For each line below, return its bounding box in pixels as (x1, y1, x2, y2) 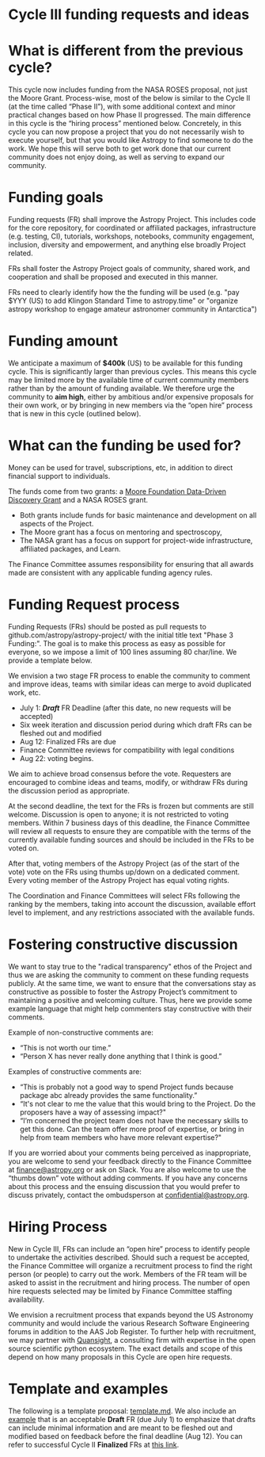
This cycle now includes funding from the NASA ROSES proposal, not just (8, 85, 248, 94)
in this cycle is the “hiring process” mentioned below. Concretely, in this (8, 119, 242, 128)
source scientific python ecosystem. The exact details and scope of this (8, 1344, 243, 1353)
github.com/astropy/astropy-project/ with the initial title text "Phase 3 (8, 630, 233, 640)
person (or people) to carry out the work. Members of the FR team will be (8, 1269, 248, 1279)
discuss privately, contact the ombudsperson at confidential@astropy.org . (8, 1190, 250, 1199)
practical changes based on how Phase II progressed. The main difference (8, 110, 252, 120)
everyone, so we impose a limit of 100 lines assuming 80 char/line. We (8, 647, 237, 656)
